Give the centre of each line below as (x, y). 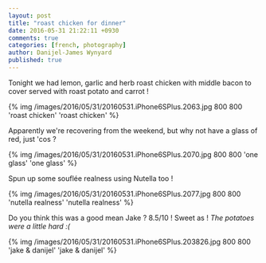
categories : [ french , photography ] (67, 45)
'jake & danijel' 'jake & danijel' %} (63, 250)
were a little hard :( (39, 226)
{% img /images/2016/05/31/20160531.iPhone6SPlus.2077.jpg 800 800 (125, 194)
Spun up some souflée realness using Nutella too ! (91, 178)
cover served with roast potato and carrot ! (78, 91)
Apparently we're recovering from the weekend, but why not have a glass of (133, 130)
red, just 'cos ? (33, 139)
